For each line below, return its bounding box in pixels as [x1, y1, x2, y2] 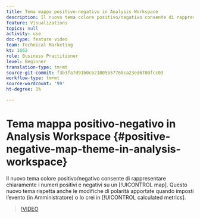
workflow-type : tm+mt [6, 75, 60, 81]
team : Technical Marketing [6, 42, 73, 48]
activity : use [6, 31, 42, 37]
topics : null [6, 25, 39, 32]
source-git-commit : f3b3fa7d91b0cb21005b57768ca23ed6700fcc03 [6, 70, 164, 76]
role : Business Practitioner [6, 53, 79, 59]
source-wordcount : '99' [6, 81, 65, 87]
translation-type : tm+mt [6, 64, 68, 70]
